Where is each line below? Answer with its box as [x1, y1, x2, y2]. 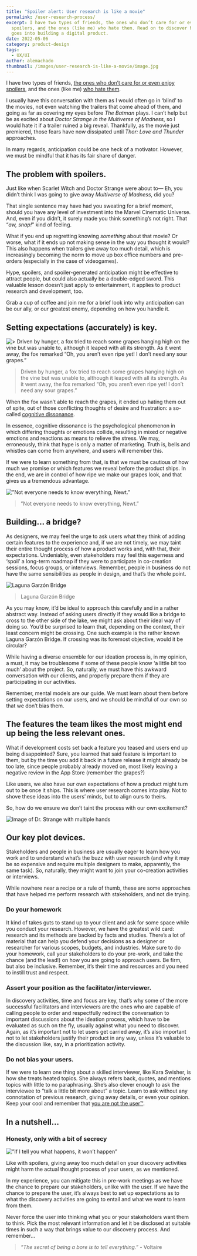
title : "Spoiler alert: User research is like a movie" [6, 8, 145, 15]
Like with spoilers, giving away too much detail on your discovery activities [6, 1160, 187, 1167]
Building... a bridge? [6, 517, 81, 527]
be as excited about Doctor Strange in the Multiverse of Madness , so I [6, 116, 176, 123]
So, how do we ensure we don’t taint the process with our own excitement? [6, 804, 188, 811]
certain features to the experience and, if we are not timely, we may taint [6, 539, 181, 546]
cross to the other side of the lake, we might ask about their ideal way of [6, 617, 181, 624]
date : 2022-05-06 [6, 36, 49, 42]
